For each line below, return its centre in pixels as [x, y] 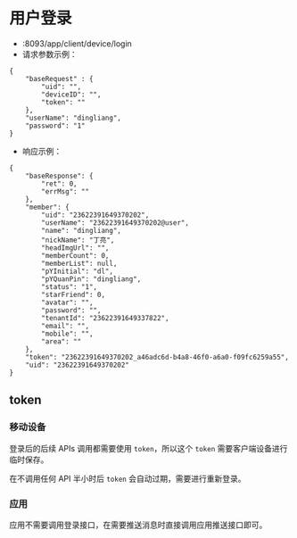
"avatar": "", [67, 302]
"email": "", [66, 326]
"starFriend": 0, [73, 294]
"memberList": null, [79, 263]
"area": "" [62, 341]
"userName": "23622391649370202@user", [115, 223]
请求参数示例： [49, 54]
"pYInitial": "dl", [78, 271]
